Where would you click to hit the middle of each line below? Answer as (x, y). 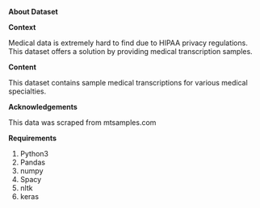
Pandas (33, 162)
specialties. (27, 91)
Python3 (34, 154)
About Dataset (33, 12)
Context (22, 27)
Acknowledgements (43, 107)
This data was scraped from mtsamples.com (82, 123)
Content (22, 67)
